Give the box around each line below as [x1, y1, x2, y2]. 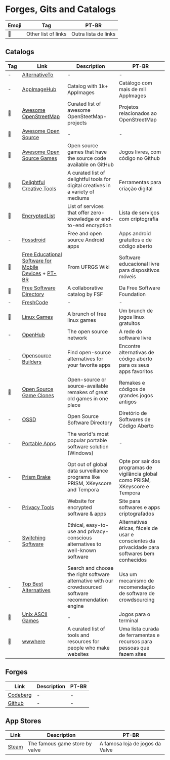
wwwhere [22, 638, 46, 645]
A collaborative [67, 284, 103, 291]
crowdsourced [67, 583, 102, 590]
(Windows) [67, 449, 94, 456]
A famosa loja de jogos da [99, 740, 161, 747]
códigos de [118, 386, 146, 393]
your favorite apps [67, 361, 111, 368]
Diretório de [118, 409, 147, 416]
